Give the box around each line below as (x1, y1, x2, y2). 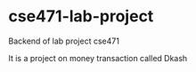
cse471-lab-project (8, 6, 154, 27)
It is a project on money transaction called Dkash (8, 52, 188, 63)
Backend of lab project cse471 (8, 36, 119, 46)
